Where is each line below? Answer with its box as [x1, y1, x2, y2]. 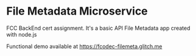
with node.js [6, 30, 37, 38]
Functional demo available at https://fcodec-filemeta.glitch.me [6, 43, 163, 50]
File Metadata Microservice [6, 4, 148, 18]
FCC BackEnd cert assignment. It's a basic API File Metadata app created [6, 24, 191, 32]
